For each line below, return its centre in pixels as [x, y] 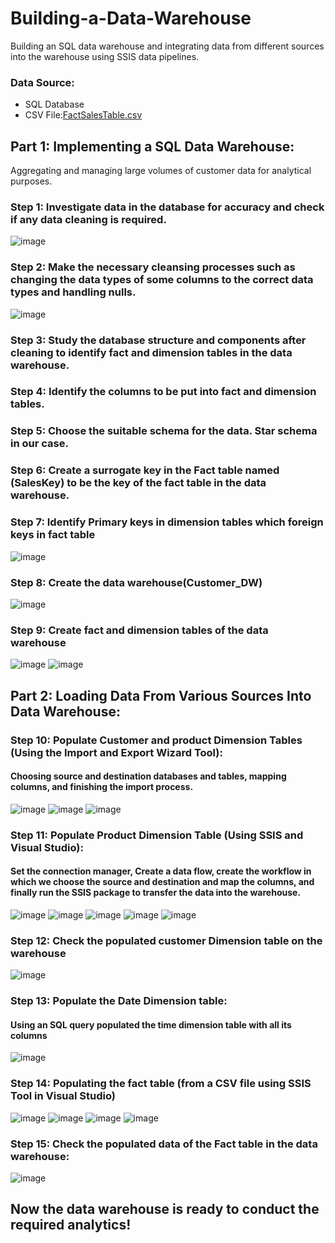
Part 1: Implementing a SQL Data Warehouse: [152, 146]
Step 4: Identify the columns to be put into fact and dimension [163, 392]
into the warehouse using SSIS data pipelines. [105, 56]
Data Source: [42, 82]
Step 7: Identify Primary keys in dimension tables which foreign [167, 522]
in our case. [39, 444]
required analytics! [71, 1225]
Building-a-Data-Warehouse [131, 18]
